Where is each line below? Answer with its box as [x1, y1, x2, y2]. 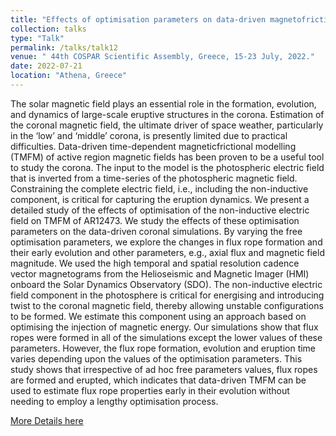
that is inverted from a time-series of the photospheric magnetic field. [10, 172, 298, 184]
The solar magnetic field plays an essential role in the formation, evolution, [10, 97, 317, 110]
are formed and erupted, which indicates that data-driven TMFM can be [10, 374, 307, 386]
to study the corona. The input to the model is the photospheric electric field [10, 161, 325, 173]
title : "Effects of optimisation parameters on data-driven [10, 14, 267, 25]
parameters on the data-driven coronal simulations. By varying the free [10, 225, 303, 237]
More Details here [10, 414, 84, 426]
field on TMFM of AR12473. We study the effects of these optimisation [10, 214, 300, 226]
